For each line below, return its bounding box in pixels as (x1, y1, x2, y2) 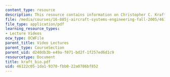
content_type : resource (5, 7, 56, 13)
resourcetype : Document (5, 54, 56, 60)
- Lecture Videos (5, 31, 42, 36)
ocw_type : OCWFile (5, 36, 44, 41)
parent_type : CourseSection (5, 45, 65, 50)
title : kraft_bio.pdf (5, 59, 51, 64)
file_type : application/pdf (5, 21, 65, 27)
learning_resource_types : (5, 26, 60, 31)
